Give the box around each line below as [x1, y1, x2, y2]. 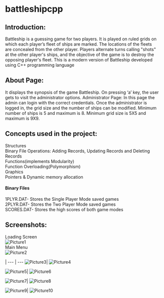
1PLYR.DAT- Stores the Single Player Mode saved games [5, 196, 119, 202]
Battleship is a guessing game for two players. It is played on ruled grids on [5, 36, 157, 42]
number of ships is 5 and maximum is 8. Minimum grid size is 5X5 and [5, 110, 146, 116]
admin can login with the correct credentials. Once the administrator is [5, 100, 147, 106]
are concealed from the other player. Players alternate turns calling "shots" [5, 47, 156, 52]
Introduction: [5, 23, 46, 31]
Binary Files [5, 185, 30, 191]
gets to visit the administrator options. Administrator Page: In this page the [5, 94, 155, 100]
